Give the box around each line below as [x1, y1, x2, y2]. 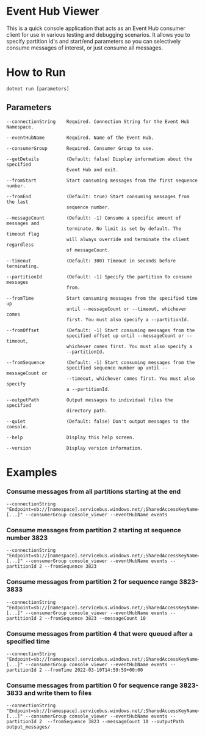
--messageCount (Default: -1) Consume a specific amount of [6, 215, 182, 221]
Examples [6, 465, 57, 479]
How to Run [6, 65, 66, 80]
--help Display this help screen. [6, 434, 135, 440]
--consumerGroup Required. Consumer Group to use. [6, 145, 154, 151]
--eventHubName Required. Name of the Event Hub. [6, 135, 154, 141]
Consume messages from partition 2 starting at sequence [6, 526, 182, 535]
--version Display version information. [6, 445, 143, 451]
